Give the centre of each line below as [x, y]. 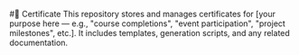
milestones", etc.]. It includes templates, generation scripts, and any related [150, 33]
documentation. [39, 42]
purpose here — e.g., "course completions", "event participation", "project [148, 23]
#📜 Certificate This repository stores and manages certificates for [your [142, 14]
